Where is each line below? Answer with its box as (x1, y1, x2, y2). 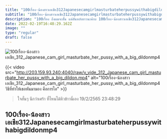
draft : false (5, 35, 32, 40)
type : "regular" (5, 30, 39, 35)
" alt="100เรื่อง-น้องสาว (87, 74, 130, 80)
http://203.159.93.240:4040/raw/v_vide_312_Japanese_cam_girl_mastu (16, 69, 162, 75)
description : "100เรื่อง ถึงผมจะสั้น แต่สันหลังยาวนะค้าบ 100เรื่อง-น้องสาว (5, 16, 125, 21)
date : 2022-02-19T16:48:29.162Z (5, 21, 72, 26)
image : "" (5, 26, 26, 31)
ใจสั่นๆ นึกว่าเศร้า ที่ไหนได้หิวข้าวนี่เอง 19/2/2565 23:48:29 (17, 95, 121, 102)
